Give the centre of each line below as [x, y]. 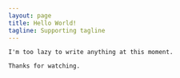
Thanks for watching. [44, 66]
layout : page [30, 16]
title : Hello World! [43, 23]
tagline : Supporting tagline [57, 30]
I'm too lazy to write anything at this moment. [91, 53]
